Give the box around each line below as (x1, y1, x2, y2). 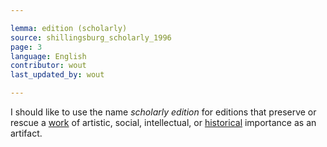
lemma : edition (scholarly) (10, 23, 128, 33)
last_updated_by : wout (10, 70, 105, 80)
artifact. (10, 127, 43, 139)
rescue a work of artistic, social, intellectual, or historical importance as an (10, 117, 317, 128)
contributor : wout (10, 61, 87, 71)
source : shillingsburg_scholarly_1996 (10, 32, 172, 43)
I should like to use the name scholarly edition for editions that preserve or (10, 106, 317, 118)
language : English (10, 51, 87, 61)
